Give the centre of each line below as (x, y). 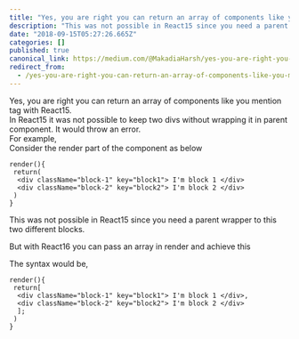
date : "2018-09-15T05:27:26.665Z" (73, 34)
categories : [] (37, 42)
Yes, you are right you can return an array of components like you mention (145, 101)
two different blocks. (47, 229)
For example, (33, 138)
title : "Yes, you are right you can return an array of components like (147, 17)
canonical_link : (39, 59)
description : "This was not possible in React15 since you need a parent (149, 26)
